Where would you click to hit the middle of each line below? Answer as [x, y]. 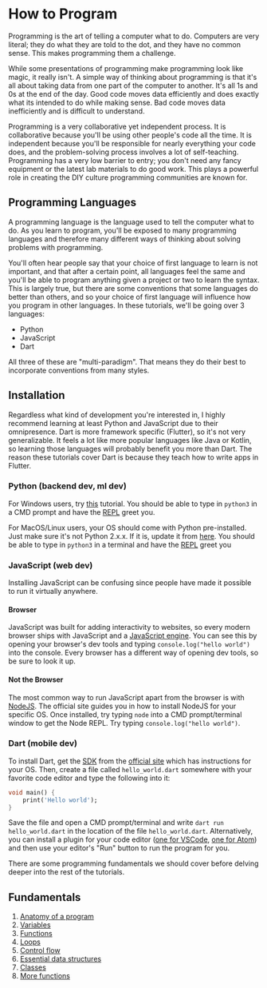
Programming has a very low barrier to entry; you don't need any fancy [125, 160]
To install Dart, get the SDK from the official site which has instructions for [130, 761]
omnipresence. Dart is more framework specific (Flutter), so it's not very [127, 432]
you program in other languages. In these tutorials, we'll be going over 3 [126, 305]
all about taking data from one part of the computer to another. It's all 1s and [133, 86]
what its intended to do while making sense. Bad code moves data [117, 102]
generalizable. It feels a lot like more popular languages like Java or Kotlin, [130, 440]
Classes [33, 967]
